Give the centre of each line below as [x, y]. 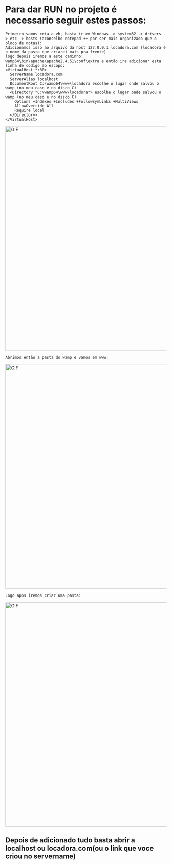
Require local [29, 110]
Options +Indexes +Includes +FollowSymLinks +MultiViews [77, 101]
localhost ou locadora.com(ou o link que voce [80, 848]
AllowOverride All [34, 106]
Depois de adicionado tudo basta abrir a [70, 840]
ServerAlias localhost [34, 79]
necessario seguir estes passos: [76, 20]
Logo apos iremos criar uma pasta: [43, 595]
